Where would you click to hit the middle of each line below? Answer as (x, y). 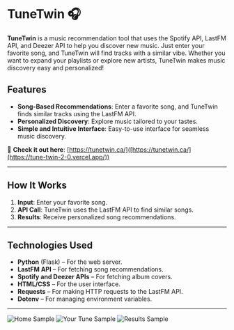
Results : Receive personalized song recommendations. (96, 217)
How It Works (37, 186)
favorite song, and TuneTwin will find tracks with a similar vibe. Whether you (116, 53)
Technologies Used (50, 245)
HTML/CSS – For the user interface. (69, 284)
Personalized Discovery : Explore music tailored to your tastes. (108, 121)
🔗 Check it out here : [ (38, 149)
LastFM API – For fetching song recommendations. (90, 269)
